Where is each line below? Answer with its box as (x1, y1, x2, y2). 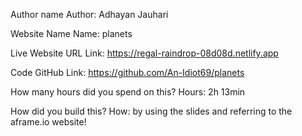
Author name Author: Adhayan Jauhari (10, 9, 169, 20)
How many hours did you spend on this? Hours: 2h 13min (10, 86, 246, 98)
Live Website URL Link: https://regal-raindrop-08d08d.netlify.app (10, 47, 279, 59)
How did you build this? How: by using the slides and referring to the (10, 105, 293, 117)
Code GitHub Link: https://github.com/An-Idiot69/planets (10, 67, 245, 78)
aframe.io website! (10, 116, 87, 128)
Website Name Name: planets (10, 28, 133, 39)
